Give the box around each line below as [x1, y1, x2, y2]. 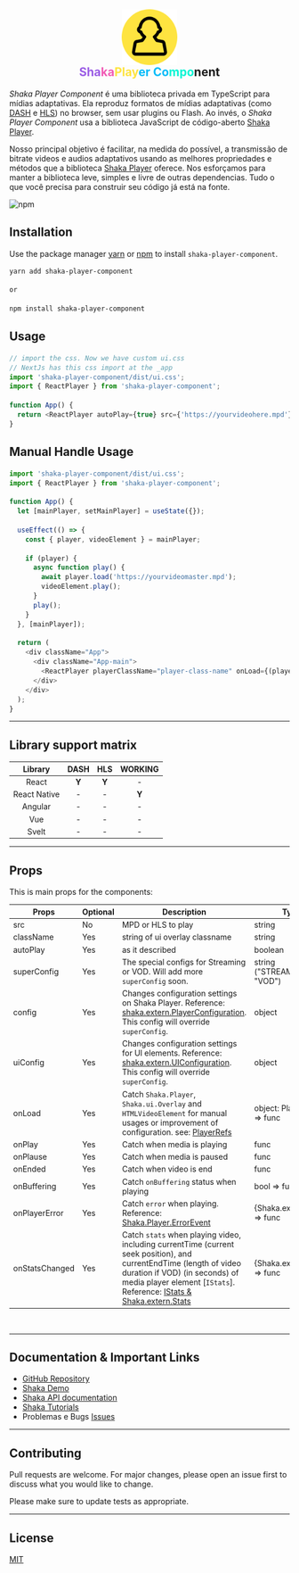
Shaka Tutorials [21, 1402, 79, 1412]
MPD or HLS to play [121, 920, 194, 930]
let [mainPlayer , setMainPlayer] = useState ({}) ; [17, 507, 205, 516]
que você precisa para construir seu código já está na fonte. [9, 181, 230, 192]
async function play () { [32, 563, 125, 572]
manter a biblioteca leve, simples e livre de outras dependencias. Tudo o [9, 171, 275, 183]
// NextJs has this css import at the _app [9, 363, 174, 372]
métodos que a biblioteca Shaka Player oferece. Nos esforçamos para [9, 162, 266, 173]
